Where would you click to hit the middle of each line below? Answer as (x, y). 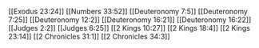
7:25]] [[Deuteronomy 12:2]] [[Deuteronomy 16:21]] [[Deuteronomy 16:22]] (130, 20)
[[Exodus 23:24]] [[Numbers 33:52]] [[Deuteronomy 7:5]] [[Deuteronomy (128, 11)
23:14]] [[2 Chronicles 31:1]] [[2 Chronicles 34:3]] (89, 36)
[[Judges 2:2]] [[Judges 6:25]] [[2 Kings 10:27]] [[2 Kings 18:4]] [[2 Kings (129, 28)
